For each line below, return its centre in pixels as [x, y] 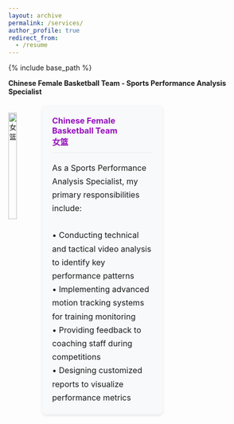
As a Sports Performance [99, 168]
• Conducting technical [96, 235]
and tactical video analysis [102, 249]
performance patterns [93, 276]
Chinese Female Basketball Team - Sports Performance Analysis [117, 84]
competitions [76, 357]
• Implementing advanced [101, 290]
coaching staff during [92, 343]
